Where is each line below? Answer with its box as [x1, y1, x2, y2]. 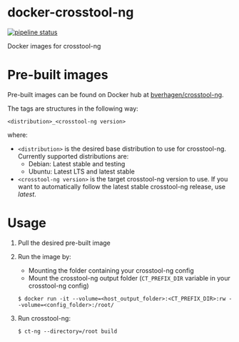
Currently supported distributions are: [17, 151, 129, 161]
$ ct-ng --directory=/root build [17, 328, 118, 335]
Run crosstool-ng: [17, 313, 71, 322]
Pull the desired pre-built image [17, 238, 111, 247]
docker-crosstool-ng [7, 4, 134, 21]
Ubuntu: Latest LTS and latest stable [28, 167, 136, 176]
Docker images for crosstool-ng [7, 41, 101, 50]
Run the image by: [17, 252, 71, 261]
